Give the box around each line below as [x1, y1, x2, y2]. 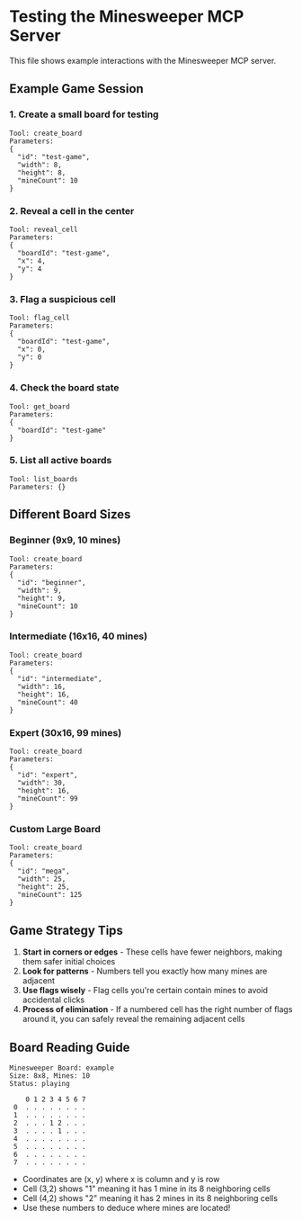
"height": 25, [17, 883, 70, 892]
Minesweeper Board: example [9, 1063, 115, 1072]
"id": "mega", [17, 866, 70, 876]
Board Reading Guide [9, 1039, 130, 1054]
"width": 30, [17, 778, 67, 788]
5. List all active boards [9, 454, 112, 467]
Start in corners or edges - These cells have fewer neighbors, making [22, 946, 283, 957]
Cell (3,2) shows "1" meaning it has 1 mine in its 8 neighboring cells [22, 1183, 271, 1194]
